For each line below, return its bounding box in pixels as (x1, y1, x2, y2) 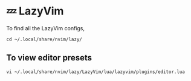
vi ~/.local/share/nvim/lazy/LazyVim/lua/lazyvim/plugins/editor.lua (6, 68, 186, 75)
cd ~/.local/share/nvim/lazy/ (6, 36, 83, 42)
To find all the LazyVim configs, (6, 24, 85, 31)
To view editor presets (6, 53, 92, 63)
